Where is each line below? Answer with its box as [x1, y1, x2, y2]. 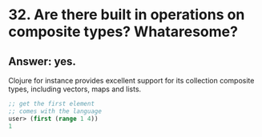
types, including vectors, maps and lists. [8, 84, 142, 94]
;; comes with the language [8, 107, 103, 115]
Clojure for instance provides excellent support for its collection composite [8, 76, 255, 85]
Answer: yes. [8, 54, 76, 68]
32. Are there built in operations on [8, 6, 245, 24]
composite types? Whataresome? [8, 22, 239, 41]
